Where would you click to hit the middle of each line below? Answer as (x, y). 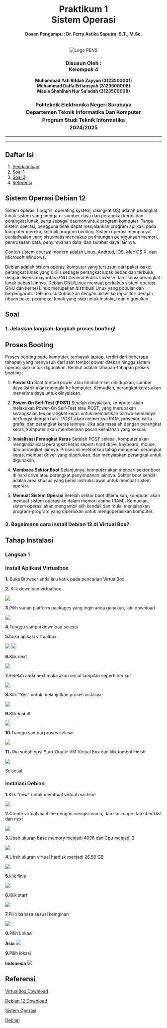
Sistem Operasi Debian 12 (45, 198)
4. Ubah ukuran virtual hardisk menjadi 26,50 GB (54, 857)
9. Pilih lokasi (18, 953)
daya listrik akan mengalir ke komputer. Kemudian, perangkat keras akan (86, 388)
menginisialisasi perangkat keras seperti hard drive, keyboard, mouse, (84, 444)
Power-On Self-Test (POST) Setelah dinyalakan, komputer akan (78, 403)
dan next (14, 819)
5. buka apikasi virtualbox (31, 636)
